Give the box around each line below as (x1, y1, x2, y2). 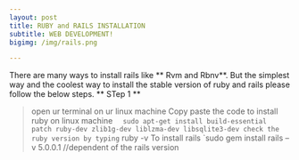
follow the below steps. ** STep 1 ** (9, 89, 141, 100)
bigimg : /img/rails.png (9, 37, 98, 47)
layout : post (9, 12, 58, 22)
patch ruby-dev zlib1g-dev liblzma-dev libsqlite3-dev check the (30, 125, 279, 134)
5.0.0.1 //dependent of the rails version (37, 142, 179, 153)
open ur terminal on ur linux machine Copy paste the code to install (30, 106, 278, 116)
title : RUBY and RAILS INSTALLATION (9, 21, 145, 30)
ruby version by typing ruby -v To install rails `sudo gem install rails (30, 132, 284, 143)
